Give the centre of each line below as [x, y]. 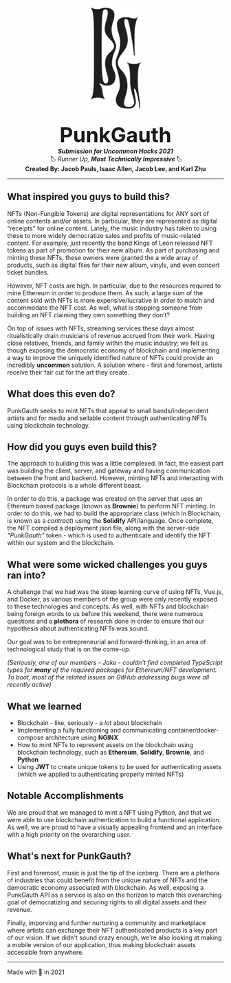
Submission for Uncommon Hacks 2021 [115, 151]
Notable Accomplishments [65, 796]
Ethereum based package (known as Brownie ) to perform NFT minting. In [111, 506]
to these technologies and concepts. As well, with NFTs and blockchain [108, 606]
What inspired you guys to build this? [89, 197]
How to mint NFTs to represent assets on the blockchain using [105, 745]
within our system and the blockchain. [61, 543]
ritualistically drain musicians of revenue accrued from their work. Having [111, 335]
